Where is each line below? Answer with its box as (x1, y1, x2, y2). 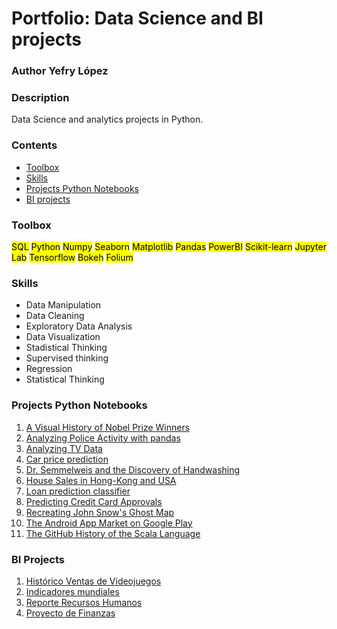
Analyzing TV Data (25, 442, 103, 454)
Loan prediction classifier (25, 485, 131, 497)
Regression (25, 363, 73, 375)
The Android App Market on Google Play (25, 517, 193, 529)
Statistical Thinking (25, 373, 105, 386)
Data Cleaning (25, 310, 85, 322)
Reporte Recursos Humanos (25, 596, 143, 608)
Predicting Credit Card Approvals (25, 495, 163, 507)
